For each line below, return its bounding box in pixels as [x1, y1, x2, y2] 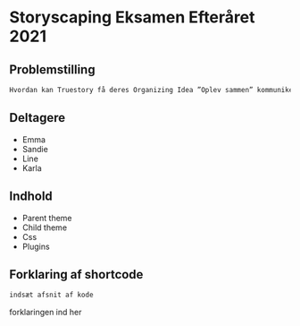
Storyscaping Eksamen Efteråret [9, 7, 255, 28]
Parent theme [21, 212, 73, 223]
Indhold [9, 189, 54, 204]
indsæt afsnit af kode [9, 290, 94, 300]
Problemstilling [9, 62, 96, 77]
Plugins [21, 241, 51, 252]
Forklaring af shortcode [9, 267, 144, 282]
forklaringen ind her [9, 307, 82, 318]
